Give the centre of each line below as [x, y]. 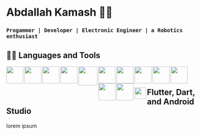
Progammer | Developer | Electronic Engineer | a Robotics [94, 30]
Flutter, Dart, [171, 93]
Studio [19, 111]
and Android [171, 102]
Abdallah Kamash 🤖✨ [60, 12]
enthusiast [22, 36]
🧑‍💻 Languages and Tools [53, 55]
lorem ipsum [22, 125]
